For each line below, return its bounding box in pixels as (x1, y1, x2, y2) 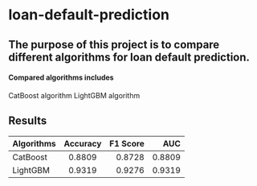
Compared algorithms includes (8, 72, 114, 82)
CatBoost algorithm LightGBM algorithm (8, 90, 141, 100)
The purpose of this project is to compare (8, 38, 220, 52)
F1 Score (109, 138, 145, 149)
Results (8, 114, 47, 128)
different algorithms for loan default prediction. (8, 50, 251, 64)
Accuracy (63, 138, 102, 149)
